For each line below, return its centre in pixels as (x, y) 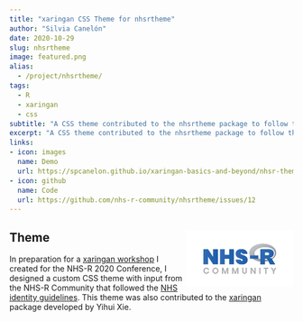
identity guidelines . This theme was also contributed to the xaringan (135, 298)
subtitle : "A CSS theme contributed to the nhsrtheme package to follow (149, 124)
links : (22, 143)
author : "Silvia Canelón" (58, 28)
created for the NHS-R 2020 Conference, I (88, 269)
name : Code (38, 190)
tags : (19, 86)
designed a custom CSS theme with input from (96, 279)
